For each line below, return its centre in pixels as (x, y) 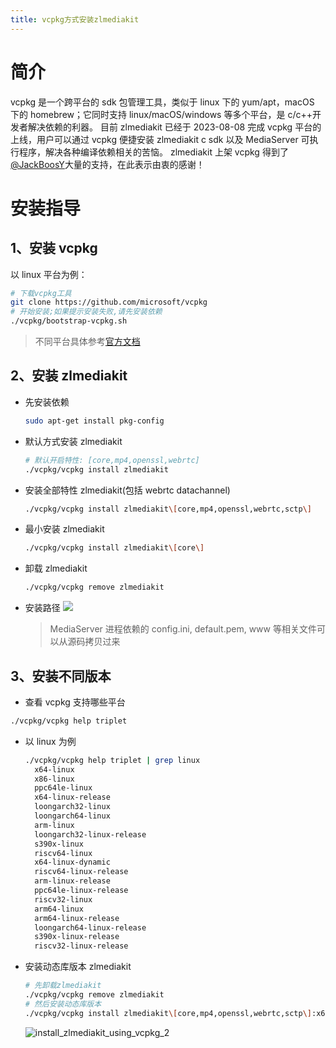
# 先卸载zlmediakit (63, 986)
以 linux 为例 (50, 741)
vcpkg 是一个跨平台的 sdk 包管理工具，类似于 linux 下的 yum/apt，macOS (162, 102)
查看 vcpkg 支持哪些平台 (75, 702)
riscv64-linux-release (81, 872)
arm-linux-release (72, 881)
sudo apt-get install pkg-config (94, 421)
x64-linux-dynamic (72, 862)
